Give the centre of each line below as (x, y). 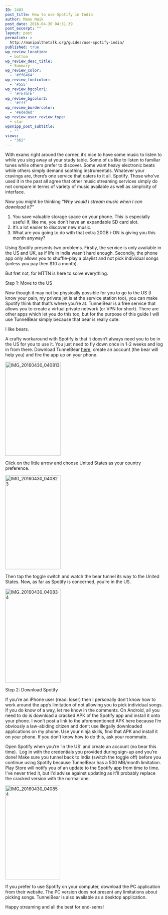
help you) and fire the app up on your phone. (51, 355)
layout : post (19, 33)
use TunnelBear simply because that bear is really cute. (62, 319)
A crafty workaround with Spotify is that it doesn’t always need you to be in (83, 339)
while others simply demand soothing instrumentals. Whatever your (75, 170)
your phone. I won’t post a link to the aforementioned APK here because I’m (83, 721)
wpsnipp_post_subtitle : (30, 126)
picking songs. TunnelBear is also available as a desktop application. (76, 897)
